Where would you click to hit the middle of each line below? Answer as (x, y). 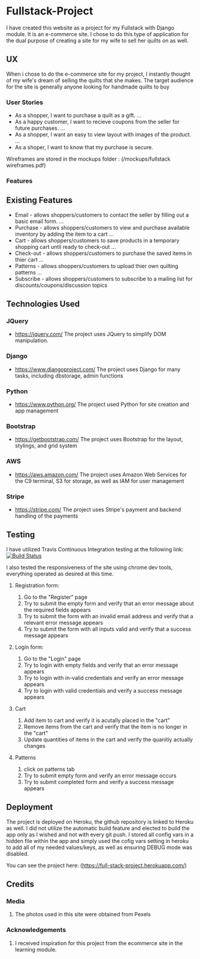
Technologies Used (43, 304)
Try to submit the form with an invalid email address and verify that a (108, 616)
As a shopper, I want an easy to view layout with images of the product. (103, 135)
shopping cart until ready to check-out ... (65, 247)
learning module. (36, 949)
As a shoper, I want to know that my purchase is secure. (84, 147)
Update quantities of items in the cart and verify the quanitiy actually (108, 739)
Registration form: (37, 585)
